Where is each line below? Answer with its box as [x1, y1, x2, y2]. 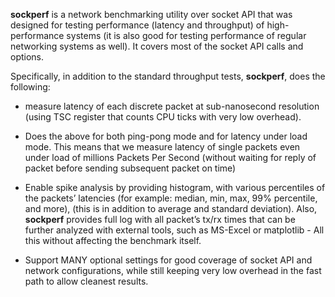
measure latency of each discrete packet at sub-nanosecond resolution [24, 100, 320, 112]
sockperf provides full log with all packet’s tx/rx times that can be [24, 214, 296, 225]
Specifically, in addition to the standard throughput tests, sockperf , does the [10, 70, 326, 82]
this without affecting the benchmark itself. [24, 235, 202, 246]
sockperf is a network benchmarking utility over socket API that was [10, 9, 293, 20]
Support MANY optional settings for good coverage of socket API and [24, 254, 313, 266]
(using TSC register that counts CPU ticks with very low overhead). [24, 111, 302, 123]
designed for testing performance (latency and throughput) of [10, 19, 265, 31]
